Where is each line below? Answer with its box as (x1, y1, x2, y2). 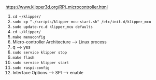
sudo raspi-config (12, 66, 50, 70)
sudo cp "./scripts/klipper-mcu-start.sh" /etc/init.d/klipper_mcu (12, 19, 151, 24)
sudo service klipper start (12, 60, 69, 65)
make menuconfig (12, 35, 45, 40)
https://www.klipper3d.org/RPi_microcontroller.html (5, 4, 108, 10)
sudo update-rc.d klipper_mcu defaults (12, 25, 93, 29)
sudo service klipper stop (12, 50, 67, 55)
